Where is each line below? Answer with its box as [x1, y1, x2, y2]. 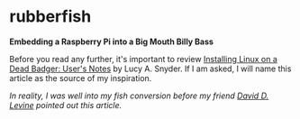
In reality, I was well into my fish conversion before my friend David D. [9, 90, 269, 101]
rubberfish [9, 6, 92, 27]
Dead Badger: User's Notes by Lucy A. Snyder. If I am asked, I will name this [9, 63, 292, 74]
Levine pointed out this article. [9, 99, 123, 110]
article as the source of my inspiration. [9, 72, 152, 83]
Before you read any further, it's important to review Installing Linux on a [9, 53, 277, 64]
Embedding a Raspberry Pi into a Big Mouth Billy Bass [9, 36, 214, 47]
